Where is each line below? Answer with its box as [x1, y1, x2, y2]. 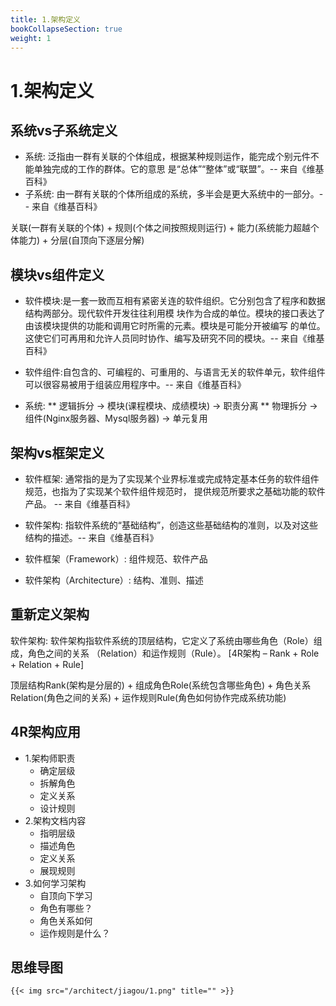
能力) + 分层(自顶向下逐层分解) [18, 234, 145, 246]
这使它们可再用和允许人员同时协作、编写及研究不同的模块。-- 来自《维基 [24, 332, 325, 345]
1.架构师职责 [24, 752, 76, 764]
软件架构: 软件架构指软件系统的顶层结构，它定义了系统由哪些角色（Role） [10, 634, 314, 646]
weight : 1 [10, 33, 52, 43]
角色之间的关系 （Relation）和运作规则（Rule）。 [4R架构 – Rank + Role [27, 647, 320, 659]
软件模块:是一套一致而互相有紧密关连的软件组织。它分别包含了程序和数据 [24, 295, 326, 307]
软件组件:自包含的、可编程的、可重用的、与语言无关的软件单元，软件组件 [24, 366, 326, 378]
